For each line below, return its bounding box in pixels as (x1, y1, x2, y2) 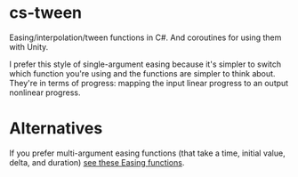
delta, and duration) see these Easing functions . (9, 157, 185, 167)
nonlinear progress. (9, 87, 81, 98)
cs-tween (9, 3, 83, 23)
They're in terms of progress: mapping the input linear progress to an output (9, 77, 289, 88)
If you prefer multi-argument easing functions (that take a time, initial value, (9, 148, 286, 158)
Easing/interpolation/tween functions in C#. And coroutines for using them (9, 32, 282, 43)
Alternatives (9, 118, 103, 139)
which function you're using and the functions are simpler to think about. (9, 68, 276, 78)
